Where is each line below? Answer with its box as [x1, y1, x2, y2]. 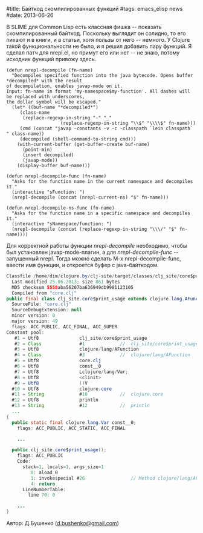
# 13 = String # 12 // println [11, 403, 150, 409]
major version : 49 [11, 318, 59, 324]
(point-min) [22, 147, 53, 153]
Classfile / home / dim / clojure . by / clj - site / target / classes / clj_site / [6, 273, 180, 279]
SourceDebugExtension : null [11, 307, 83, 313]
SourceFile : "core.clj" [11, 301, 71, 308]
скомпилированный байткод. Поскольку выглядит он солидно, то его [6, 30, 186, 37]
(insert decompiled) [22, 152, 74, 158]
